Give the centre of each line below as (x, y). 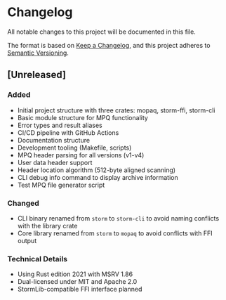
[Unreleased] (37, 75)
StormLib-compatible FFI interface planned (80, 289)
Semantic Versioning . (38, 53)
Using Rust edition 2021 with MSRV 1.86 (75, 274)
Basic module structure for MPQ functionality (83, 117)
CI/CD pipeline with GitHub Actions (68, 132)
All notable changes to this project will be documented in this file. (102, 32)
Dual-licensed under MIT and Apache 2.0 (77, 282)
